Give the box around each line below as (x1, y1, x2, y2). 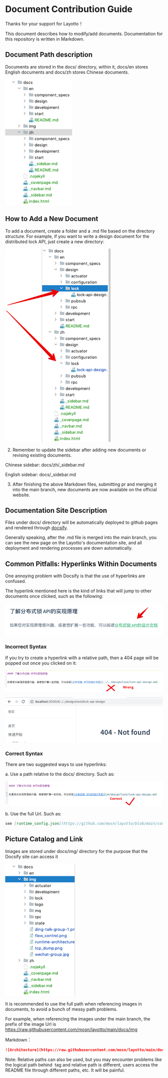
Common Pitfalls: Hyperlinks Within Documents (5, 559, 157, 568)
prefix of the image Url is (5, 1021, 56, 1027)
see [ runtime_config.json (5, 821, 59, 826)
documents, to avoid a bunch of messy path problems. (5, 1006, 117, 1012)
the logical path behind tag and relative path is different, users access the (5, 1061, 158, 1067)
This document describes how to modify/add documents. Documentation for (5, 31, 163, 37)
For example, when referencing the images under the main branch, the (5, 1015, 150, 1021)
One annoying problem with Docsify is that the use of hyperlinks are (5, 573, 145, 579)
